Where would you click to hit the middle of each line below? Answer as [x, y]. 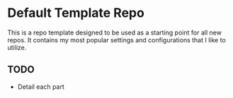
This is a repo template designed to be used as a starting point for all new [114, 32]
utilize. [17, 47]
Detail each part [41, 87]
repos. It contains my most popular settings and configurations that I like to [117, 39]
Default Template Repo [76, 13]
